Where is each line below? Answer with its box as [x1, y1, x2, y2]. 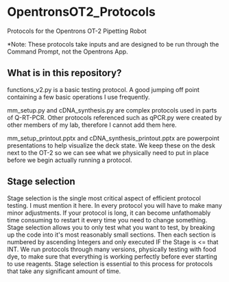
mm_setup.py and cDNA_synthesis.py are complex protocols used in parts [7, 106, 217, 114]
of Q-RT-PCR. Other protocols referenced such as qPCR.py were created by [7, 113, 222, 121]
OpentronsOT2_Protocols [7, 4, 156, 20]
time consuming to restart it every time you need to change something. [7, 215, 208, 224]
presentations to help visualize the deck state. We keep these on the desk [7, 141, 216, 150]
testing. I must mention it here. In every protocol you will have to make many [7, 201, 223, 209]
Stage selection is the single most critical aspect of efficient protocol [7, 193, 201, 202]
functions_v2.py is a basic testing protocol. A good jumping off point [7, 85, 200, 93]
